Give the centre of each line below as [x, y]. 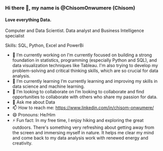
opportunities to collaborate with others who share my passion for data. [85, 97]
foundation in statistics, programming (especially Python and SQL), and [84, 60]
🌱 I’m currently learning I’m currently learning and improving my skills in [85, 81]
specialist [15, 36]
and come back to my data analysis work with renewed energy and [80, 138]
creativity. [22, 143]
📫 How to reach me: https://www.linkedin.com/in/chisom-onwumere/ [83, 108]
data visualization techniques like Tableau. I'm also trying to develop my [85, 66]
